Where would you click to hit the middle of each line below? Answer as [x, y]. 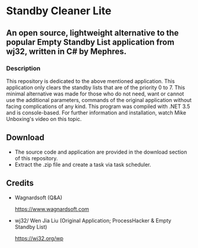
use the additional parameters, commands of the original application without [99, 100]
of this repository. [36, 158]
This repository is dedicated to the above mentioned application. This [91, 81]
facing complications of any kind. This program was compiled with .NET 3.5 [98, 106]
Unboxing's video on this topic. [44, 119]
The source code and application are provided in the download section [101, 152]
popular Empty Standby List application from [90, 42]
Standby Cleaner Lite [59, 11]
